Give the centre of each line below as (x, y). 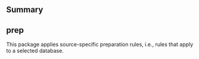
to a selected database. (35, 51)
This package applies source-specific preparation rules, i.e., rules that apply (100, 45)
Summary (25, 10)
